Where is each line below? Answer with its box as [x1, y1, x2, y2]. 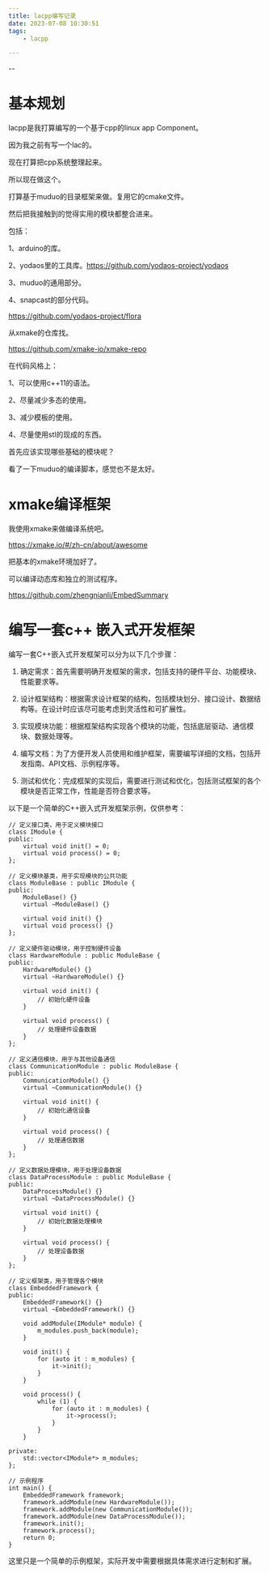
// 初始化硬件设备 [37, 995, 90, 1004]
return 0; [23, 1534, 57, 1542]
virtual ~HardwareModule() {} [23, 973, 125, 981]
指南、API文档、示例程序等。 [27, 759, 124, 769]
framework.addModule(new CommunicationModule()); [23, 1506, 194, 1514]
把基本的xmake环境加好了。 [8, 556, 102, 567]
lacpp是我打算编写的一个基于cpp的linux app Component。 [8, 123, 204, 133]
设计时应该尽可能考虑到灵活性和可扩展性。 [48, 704, 191, 714]
